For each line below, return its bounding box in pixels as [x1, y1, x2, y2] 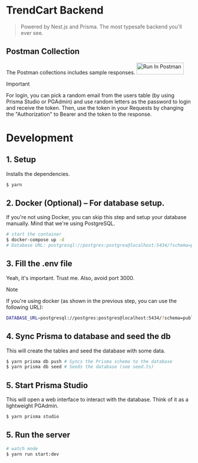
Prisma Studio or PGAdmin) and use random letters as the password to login [6, 98, 191, 105]
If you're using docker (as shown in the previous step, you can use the [6, 297, 177, 304]
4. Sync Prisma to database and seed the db [6, 331, 171, 341]
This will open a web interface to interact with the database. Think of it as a [6, 396, 189, 403]
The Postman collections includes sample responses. [6, 69, 136, 76]
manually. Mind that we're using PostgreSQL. [6, 220, 115, 227]
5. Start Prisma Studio [6, 380, 88, 390]
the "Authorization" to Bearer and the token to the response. [6, 110, 152, 118]
